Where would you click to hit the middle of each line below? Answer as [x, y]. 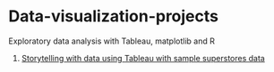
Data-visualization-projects [113, 16]
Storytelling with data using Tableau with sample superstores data [143, 58]
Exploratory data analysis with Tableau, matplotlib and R [112, 41]
